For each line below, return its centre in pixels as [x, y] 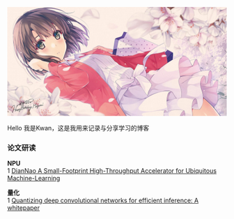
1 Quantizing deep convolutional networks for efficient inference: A [103, 201]
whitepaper [24, 208]
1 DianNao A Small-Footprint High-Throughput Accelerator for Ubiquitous [112, 171]
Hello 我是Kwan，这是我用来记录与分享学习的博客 [78, 128]
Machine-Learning [34, 179]
